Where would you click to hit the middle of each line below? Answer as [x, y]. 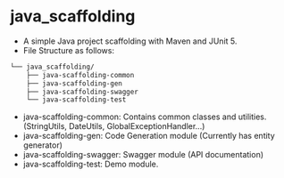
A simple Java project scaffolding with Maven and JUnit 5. [130, 41]
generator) [43, 145]
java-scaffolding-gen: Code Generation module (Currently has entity [149, 136]
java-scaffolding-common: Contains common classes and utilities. [145, 117]
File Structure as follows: [69, 50]
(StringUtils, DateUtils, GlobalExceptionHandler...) [114, 126]
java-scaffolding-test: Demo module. [91, 164]
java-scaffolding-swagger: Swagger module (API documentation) [143, 155]
